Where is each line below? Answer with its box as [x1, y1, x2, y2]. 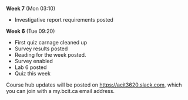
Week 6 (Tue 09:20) [6, 27, 55, 35]
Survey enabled [14, 58, 53, 64]
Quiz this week [14, 70, 51, 77]
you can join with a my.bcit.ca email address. [6, 88, 115, 94]
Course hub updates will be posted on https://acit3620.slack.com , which [6, 81, 182, 88]
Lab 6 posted [14, 64, 47, 71]
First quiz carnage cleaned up [14, 39, 88, 46]
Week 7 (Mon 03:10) [6, 5, 56, 12]
